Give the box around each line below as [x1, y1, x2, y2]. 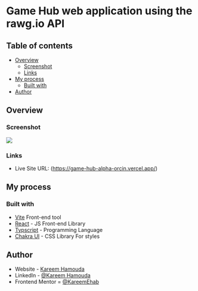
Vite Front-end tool [14, 213, 61, 221]
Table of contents [6, 41, 73, 51]
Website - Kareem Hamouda [14, 265, 85, 273]
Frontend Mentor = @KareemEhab [14, 278, 100, 286]
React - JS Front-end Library [14, 219, 86, 227]
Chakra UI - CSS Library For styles [14, 233, 100, 240]
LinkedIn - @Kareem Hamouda [14, 272, 91, 279]
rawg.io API [6, 17, 65, 30]
